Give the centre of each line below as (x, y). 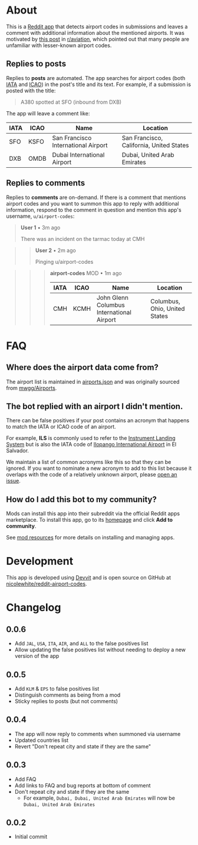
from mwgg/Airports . (32, 388)
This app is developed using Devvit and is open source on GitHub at (88, 578)
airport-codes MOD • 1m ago (86, 273)
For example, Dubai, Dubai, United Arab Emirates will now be (99, 798)
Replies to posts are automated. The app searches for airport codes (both (96, 78)
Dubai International (78, 155)
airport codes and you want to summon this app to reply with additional (93, 203)
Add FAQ (25, 779)
